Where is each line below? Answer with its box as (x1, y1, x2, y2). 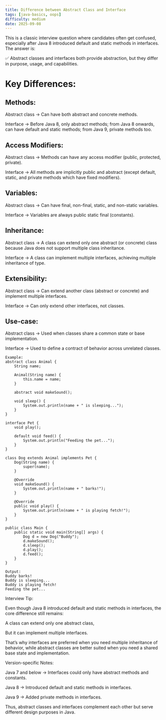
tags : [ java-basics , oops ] (5, 12, 61, 17)
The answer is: (5, 45, 36, 51)
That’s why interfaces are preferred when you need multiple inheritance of (5, 640, 158, 646)
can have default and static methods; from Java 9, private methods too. (5, 126, 152, 132)
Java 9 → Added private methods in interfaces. (5, 694, 102, 700)
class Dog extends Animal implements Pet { (5, 456, 97, 461)
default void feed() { (14, 434, 61, 439)
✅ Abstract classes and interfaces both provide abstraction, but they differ (5, 55, 159, 61)
